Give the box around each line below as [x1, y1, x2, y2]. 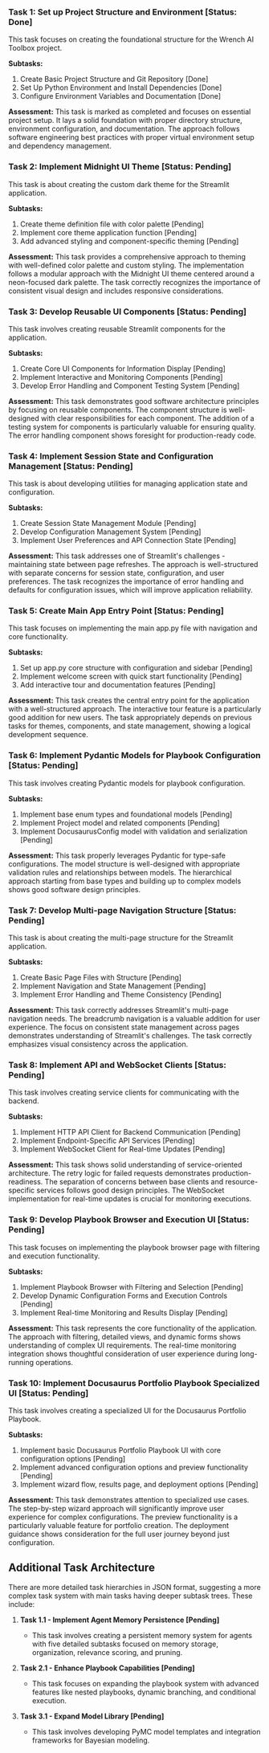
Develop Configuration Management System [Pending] [19, 527, 202, 536]
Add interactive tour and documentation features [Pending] [19, 680, 216, 690]
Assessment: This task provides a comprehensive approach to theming [8, 251, 247, 261]
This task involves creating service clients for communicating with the [8, 1087, 239, 1098]
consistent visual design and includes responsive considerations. [8, 286, 224, 296]
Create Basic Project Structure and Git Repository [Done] [19, 75, 209, 84]
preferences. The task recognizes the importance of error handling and [8, 577, 244, 586]
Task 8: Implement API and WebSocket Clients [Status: [8, 1059, 226, 1070]
